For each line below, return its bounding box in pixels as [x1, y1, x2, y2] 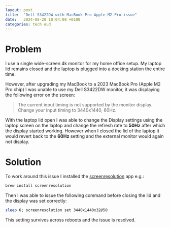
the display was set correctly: [5, 198, 67, 204]
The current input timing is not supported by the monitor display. [17, 102, 153, 108]
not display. [5, 138, 29, 145]
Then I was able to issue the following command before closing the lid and [5, 192, 161, 198]
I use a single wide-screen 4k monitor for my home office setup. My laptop [5, 61, 162, 67]
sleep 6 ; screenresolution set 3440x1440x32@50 [5, 208, 108, 213]
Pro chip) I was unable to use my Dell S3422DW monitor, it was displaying [5, 87, 160, 93]
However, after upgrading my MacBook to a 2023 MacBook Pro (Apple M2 [5, 81, 161, 87]
